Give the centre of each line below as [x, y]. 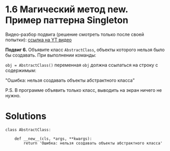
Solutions [26, 116]
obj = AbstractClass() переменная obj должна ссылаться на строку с [82, 65]
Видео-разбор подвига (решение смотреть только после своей [75, 34]
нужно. [13, 95]
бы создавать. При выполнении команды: [51, 55]
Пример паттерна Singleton [67, 20]
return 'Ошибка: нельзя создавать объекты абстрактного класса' [93, 143]
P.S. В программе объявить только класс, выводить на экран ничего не [83, 90]
